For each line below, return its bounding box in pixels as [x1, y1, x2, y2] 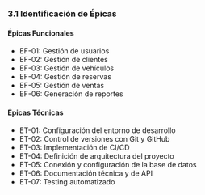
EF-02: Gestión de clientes [19, 55, 108, 65]
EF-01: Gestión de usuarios [19, 46, 110, 56]
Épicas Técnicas [7, 108, 64, 117]
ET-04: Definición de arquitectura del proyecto [19, 151, 174, 161]
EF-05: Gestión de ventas [19, 81, 105, 91]
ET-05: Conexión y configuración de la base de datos [19, 160, 197, 170]
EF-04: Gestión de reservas [19, 72, 112, 82]
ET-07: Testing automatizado [19, 177, 115, 187]
